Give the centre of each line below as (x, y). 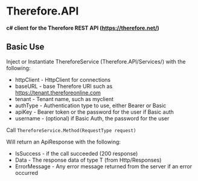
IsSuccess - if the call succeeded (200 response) (76, 153)
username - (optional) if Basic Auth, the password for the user (92, 118)
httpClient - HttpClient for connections (62, 79)
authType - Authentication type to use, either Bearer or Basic (91, 105)
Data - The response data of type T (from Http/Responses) (88, 160)
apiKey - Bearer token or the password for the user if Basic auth (94, 112)
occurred (26, 173)
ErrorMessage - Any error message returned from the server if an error (103, 166)
